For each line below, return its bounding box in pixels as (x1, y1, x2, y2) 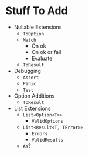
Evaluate (31, 55, 53, 62)
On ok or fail (31, 48, 61, 55)
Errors (31, 130, 48, 136)
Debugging (13, 67, 42, 74)
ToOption (22, 31, 44, 36)
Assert (22, 75, 39, 81)
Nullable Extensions (13, 24, 62, 31)
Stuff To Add (5, 4, 68, 18)
